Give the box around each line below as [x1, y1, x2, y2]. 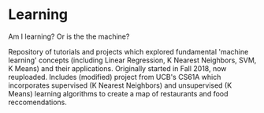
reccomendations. [8, 97, 67, 107]
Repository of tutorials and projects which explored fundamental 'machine [8, 47, 249, 56]
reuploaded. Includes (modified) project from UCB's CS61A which [8, 72, 221, 81]
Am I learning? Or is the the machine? [8, 32, 130, 41]
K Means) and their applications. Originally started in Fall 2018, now [8, 63, 227, 73]
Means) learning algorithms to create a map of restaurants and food [8, 89, 229, 98]
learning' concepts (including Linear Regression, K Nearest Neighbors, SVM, [8, 55, 257, 65]
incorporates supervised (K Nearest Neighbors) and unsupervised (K [8, 81, 232, 90]
